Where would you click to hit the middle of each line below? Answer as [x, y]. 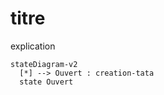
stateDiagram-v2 [44, 64]
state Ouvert [46, 82]
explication [33, 46]
